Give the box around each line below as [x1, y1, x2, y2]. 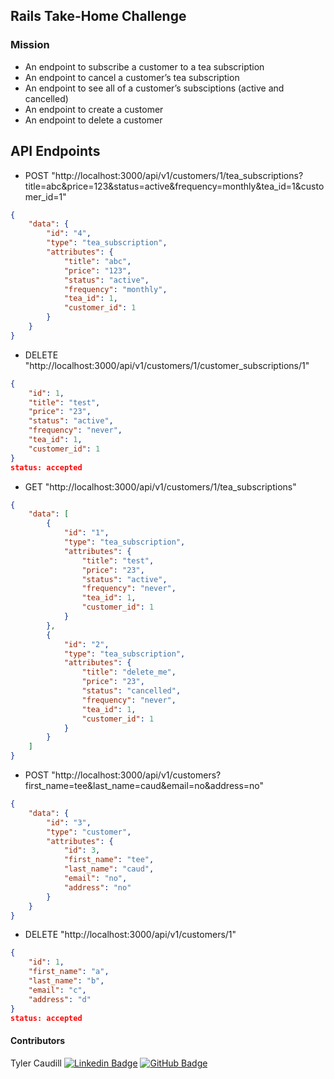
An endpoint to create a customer [24, 103, 164, 115]
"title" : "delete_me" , [81, 667, 177, 678]
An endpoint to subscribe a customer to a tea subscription [24, 60, 265, 73]
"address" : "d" [28, 994, 92, 1004]
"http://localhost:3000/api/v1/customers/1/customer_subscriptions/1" [24, 359, 310, 371]
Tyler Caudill [10, 1057, 62, 1069]
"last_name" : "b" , [28, 976, 105, 986]
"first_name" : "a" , [28, 967, 110, 977]
